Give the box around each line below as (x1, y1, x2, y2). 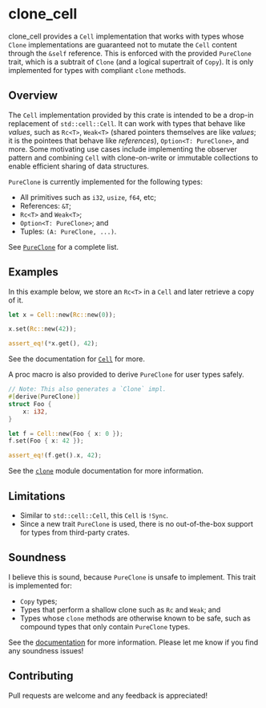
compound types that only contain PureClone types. (19, 621, 191, 631)
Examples (8, 266, 58, 279)
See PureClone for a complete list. (8, 242, 119, 251)
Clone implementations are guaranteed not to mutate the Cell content (8, 39, 238, 49)
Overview (8, 89, 58, 103)
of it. (8, 295, 24, 305)
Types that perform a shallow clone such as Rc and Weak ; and (19, 604, 221, 614)
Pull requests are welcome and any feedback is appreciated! (8, 690, 208, 700)
